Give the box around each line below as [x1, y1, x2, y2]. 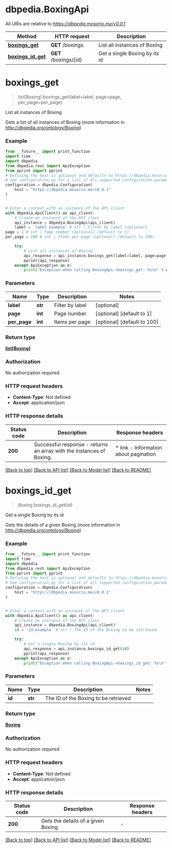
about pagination [115, 450, 156, 457]
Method [17, 32, 37, 40]
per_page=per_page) [17, 99, 63, 105]
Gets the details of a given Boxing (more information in [5, 522, 120, 528]
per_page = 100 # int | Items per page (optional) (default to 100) [5, 235, 155, 240]
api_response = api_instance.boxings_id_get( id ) [24, 646, 130, 651]
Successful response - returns [34, 440, 109, 448]
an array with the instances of [34, 447, 105, 454]
